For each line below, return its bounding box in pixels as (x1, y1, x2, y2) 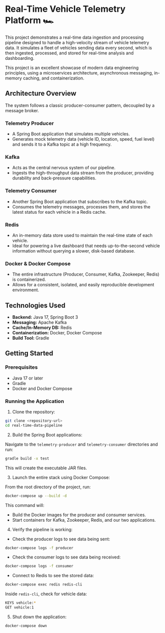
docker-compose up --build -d (5, 493, 67, 498)
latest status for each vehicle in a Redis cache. (12, 209, 107, 215)
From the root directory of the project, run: (5, 484, 91, 490)
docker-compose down (5, 623, 48, 628)
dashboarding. (5, 55, 34, 61)
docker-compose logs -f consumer (5, 564, 74, 569)
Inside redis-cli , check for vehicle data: (5, 591, 87, 597)
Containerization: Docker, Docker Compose (12, 330, 102, 336)
